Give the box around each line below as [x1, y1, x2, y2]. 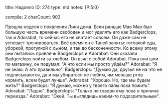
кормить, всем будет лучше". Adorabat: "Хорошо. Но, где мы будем [5, 77, 150, 83]
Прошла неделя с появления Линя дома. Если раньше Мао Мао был [5, 24, 152, 30]
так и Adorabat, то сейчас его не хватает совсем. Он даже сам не [5, 35, 146, 40]
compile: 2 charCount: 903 [5, 14, 61, 20]
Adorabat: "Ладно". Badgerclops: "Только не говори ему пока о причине [5, 88, 159, 93]
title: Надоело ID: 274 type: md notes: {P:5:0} [5, 5, 99, 10]
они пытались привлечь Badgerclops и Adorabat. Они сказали [5, 50, 137, 56]
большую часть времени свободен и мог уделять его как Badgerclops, [5, 29, 157, 35]
